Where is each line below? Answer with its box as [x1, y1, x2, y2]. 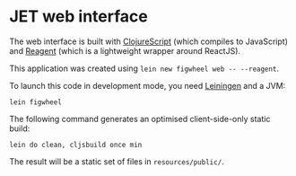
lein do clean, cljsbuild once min [9, 140, 143, 149]
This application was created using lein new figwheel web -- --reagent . [9, 63, 280, 74]
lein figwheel [9, 97, 63, 107]
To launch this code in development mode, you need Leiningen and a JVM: [9, 80, 286, 91]
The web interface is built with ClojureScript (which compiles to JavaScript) [9, 36, 289, 47]
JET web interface [9, 6, 148, 27]
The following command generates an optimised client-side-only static [9, 113, 271, 124]
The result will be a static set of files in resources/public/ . [9, 155, 224, 167]
